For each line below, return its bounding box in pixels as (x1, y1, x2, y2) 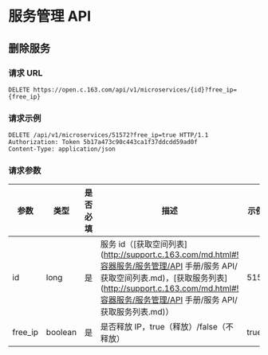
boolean (45, 327, 77, 338)
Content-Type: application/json (8, 145, 116, 154)
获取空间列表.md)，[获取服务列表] (100, 272, 228, 283)
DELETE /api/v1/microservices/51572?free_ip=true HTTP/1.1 (8, 131, 209, 139)
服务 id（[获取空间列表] (100, 239, 188, 250)
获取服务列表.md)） (100, 306, 174, 318)
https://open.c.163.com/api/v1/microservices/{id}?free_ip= (33, 85, 238, 94)
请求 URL (8, 67, 43, 78)
